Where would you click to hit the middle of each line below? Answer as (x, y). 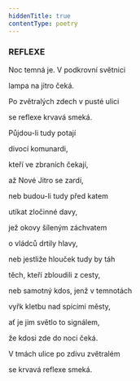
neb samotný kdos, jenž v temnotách (70, 291)
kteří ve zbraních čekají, (48, 164)
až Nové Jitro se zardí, (46, 180)
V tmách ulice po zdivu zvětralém (64, 353)
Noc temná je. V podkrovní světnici (67, 69)
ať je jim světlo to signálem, (54, 322)
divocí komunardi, (38, 148)
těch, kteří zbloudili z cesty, (55, 274)
